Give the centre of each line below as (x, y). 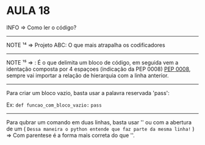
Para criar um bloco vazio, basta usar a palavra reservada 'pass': (88, 93)
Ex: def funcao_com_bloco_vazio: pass (54, 105)
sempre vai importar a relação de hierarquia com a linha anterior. (88, 75)
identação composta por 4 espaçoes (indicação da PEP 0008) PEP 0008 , (99, 69)
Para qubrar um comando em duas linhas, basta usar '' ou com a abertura (99, 122)
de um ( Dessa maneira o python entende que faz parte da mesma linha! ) (100, 129)
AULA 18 (28, 11)
